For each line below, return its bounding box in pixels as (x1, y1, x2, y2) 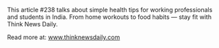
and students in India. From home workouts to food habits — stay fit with (7, 13, 212, 21)
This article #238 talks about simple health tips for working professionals (7, 6, 213, 14)
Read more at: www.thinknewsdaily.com (7, 33, 120, 41)
